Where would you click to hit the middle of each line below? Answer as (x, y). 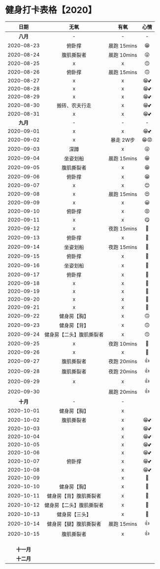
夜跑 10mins (123, 344)
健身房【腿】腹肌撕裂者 (74, 524)
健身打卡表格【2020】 (51, 10)
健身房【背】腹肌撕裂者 (74, 496)
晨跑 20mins (123, 392)
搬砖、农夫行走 (74, 105)
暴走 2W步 (123, 140)
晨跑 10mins (123, 55)
